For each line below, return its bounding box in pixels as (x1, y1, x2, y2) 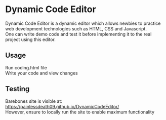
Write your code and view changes (5, 70, 78, 76)
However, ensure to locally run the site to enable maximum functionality (5, 109, 155, 115)
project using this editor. (5, 36, 56, 43)
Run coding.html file (5, 64, 47, 70)
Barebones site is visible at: (5, 98, 62, 104)
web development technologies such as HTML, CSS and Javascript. (5, 25, 147, 31)
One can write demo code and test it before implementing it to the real (5, 31, 152, 37)
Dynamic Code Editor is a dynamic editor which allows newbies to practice (5, 20, 161, 26)
